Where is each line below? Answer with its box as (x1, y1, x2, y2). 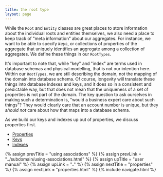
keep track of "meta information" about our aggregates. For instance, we (5, 35, 151, 41)
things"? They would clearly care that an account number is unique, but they (5, 102, 159, 108)
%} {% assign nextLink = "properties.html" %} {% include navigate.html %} (5, 166, 157, 172)
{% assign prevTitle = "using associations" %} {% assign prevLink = (5, 151, 142, 157)
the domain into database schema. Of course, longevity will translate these (5, 76, 155, 82)
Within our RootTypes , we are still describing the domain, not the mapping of (5, 71, 157, 77)
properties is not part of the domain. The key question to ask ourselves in (5, 91, 152, 98)
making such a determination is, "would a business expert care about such (5, 97, 155, 102)
